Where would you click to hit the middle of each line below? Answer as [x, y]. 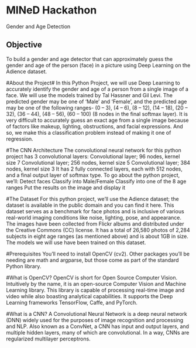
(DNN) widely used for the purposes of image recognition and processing [95, 320]
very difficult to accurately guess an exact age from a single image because [97, 120]
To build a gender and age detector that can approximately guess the [90, 59]
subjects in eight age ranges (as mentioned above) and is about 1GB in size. [97, 236]
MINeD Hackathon [51, 10]
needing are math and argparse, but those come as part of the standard [93, 260]
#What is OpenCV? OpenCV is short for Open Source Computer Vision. [92, 277]
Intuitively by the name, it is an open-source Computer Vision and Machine [96, 284]
